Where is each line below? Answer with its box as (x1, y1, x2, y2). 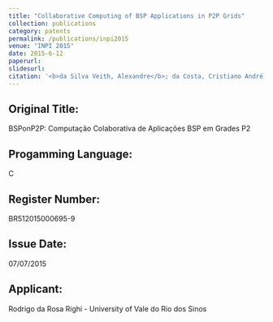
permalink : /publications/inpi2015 (8, 34, 129, 43)
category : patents (8, 27, 71, 35)
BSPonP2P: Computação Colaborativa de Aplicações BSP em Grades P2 (8, 123, 251, 134)
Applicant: (8, 282, 63, 296)
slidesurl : (8, 65, 45, 73)
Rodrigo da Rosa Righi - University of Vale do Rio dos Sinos (8, 303, 207, 313)
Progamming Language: (8, 147, 132, 161)
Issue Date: (8, 237, 67, 251)
